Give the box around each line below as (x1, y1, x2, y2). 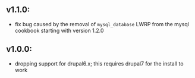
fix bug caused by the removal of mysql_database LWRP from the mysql (14, 20, 189, 27)
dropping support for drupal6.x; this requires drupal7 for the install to (14, 60, 184, 67)
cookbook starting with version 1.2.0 (14, 27, 104, 34)
